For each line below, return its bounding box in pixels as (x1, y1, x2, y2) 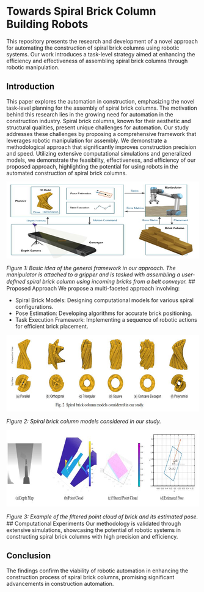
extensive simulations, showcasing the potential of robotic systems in (6, 526, 181, 534)
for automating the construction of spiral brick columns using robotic (6, 44, 180, 51)
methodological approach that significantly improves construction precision (6, 143, 197, 151)
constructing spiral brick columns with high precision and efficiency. (6, 533, 178, 540)
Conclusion (6, 550, 51, 561)
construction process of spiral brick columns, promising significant (6, 573, 175, 580)
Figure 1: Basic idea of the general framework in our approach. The (6, 264, 176, 271)
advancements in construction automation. (6, 580, 114, 587)
